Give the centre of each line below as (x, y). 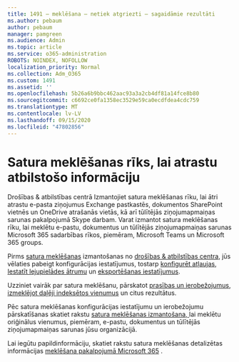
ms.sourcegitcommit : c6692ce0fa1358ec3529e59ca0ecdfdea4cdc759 (103, 101)
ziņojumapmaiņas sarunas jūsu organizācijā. (72, 330)
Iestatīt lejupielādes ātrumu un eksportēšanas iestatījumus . (94, 271)
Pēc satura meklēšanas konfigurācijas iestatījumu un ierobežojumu (106, 307)
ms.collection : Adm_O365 (44, 74)
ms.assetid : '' (30, 87)
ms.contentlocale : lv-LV (44, 114)
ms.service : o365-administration (57, 54)
